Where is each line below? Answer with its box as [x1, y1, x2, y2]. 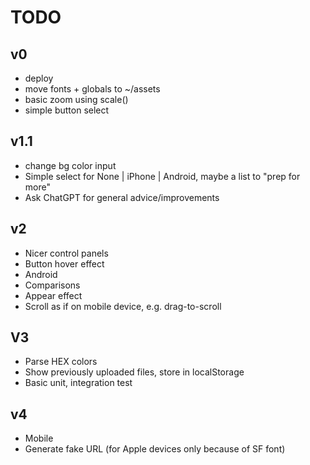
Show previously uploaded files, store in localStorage [24, 366, 245, 378]
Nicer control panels [24, 247, 109, 259]
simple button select [24, 104, 110, 116]
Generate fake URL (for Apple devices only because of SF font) [24, 443, 286, 455]
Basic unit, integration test [24, 377, 133, 389]
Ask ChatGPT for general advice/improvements [24, 191, 220, 203]
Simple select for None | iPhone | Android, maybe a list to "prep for [24, 170, 301, 182]
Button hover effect [24, 257, 105, 270]
